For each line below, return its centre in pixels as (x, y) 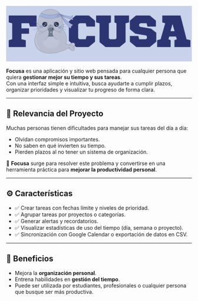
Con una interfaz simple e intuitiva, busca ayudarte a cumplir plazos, (89, 84)
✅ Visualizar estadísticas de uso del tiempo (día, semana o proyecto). (99, 227)
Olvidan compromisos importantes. (57, 139)
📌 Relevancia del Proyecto (55, 114)
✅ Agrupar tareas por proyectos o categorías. (70, 214)
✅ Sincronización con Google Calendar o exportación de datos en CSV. (101, 234)
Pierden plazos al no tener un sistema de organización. (81, 152)
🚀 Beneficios (30, 259)
